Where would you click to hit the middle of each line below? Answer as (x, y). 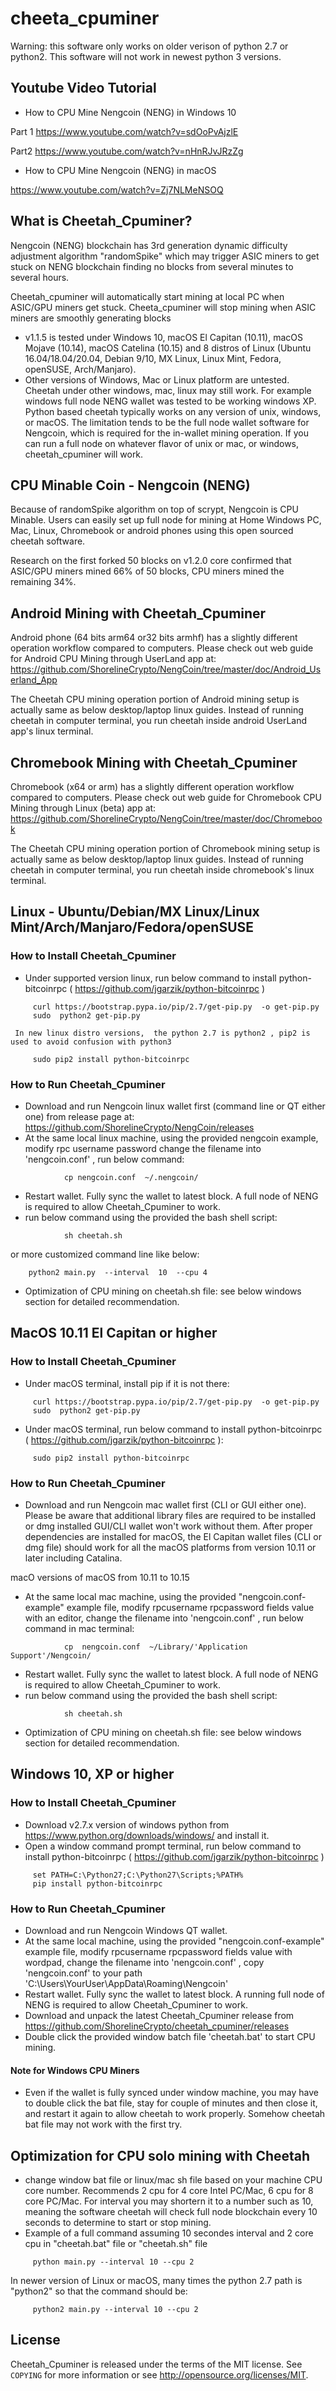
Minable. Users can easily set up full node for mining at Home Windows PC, (166, 520)
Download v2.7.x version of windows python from (127, 1824)
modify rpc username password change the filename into (143, 1148)
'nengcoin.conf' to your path (83, 1973)
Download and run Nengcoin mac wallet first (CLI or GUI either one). (165, 1504)
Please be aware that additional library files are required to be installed (170, 1515)
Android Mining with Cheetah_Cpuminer (138, 613)
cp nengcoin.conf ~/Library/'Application (155, 1647)
